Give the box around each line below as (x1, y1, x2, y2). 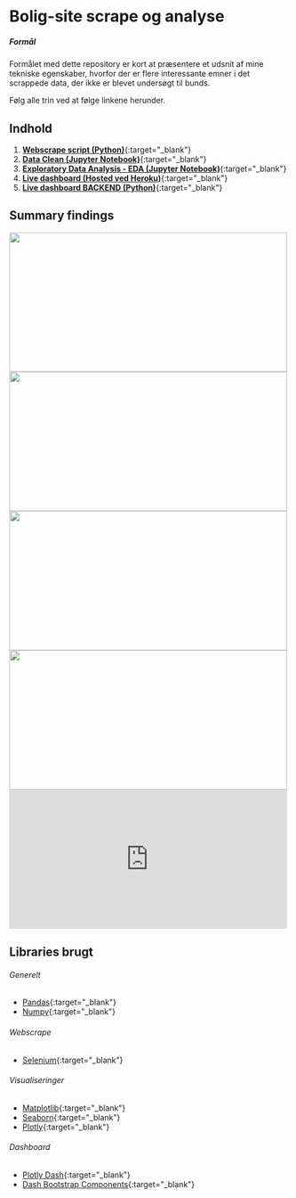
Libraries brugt (9, 945, 93, 960)
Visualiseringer (9, 1075, 65, 1086)
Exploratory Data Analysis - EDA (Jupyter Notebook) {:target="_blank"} (21, 163, 287, 174)
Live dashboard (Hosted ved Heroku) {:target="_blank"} (21, 172, 228, 184)
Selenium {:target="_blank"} (21, 1054, 124, 1065)
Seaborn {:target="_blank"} (21, 1112, 121, 1122)
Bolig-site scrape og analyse (9, 6, 225, 27)
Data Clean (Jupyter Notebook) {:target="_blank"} (21, 153, 207, 164)
